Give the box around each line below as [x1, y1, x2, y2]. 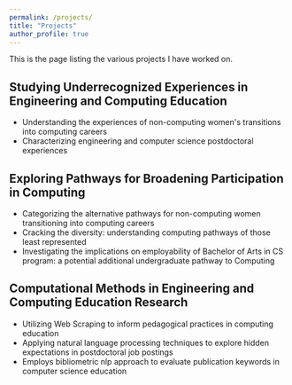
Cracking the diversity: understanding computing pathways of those [21, 227, 272, 238]
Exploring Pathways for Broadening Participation [9, 170, 284, 186]
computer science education [21, 365, 127, 376]
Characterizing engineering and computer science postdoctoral [21, 136, 254, 146]
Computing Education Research [9, 295, 188, 310]
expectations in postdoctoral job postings [21, 347, 174, 357]
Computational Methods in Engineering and [9, 281, 255, 296]
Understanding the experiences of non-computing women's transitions [21, 117, 281, 128]
